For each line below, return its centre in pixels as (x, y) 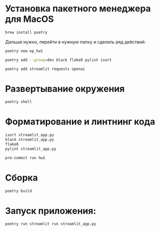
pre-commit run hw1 (25, 158)
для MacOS (29, 19)
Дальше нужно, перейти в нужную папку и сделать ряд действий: (76, 42)
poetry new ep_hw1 (24, 51)
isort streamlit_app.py (30, 135)
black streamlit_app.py (30, 140)
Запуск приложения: (51, 211)
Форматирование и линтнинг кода (80, 122)
